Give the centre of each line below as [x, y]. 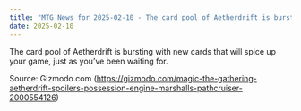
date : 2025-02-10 [42, 26]
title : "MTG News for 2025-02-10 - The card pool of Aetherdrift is [140, 17]
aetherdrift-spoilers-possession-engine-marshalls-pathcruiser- [126, 88]
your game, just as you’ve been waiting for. [89, 61]
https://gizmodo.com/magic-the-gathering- [176, 78]
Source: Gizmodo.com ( [53, 78]
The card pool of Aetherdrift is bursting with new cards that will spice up [142, 51]
